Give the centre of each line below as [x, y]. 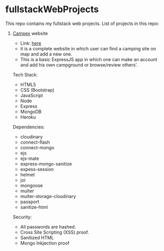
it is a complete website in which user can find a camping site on [88, 48]
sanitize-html [34, 207]
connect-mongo [37, 147]
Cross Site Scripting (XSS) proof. [54, 232]
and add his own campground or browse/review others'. [79, 65]
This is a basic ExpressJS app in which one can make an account [89, 59]
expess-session [37, 169]
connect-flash [35, 142]
